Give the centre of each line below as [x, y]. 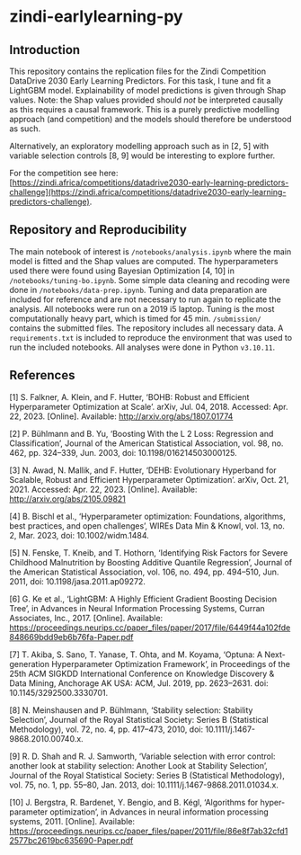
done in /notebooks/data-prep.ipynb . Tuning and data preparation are [138, 289]
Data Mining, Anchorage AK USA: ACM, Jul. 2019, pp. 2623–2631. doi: [139, 683]
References [42, 375]
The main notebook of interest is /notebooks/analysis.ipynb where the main [150, 251]
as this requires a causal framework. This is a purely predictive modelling [145, 109]
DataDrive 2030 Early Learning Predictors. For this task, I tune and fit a [140, 81]
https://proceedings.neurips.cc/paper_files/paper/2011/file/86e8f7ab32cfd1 [149, 831]
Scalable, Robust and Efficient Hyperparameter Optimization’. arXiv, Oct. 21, [149, 479]
